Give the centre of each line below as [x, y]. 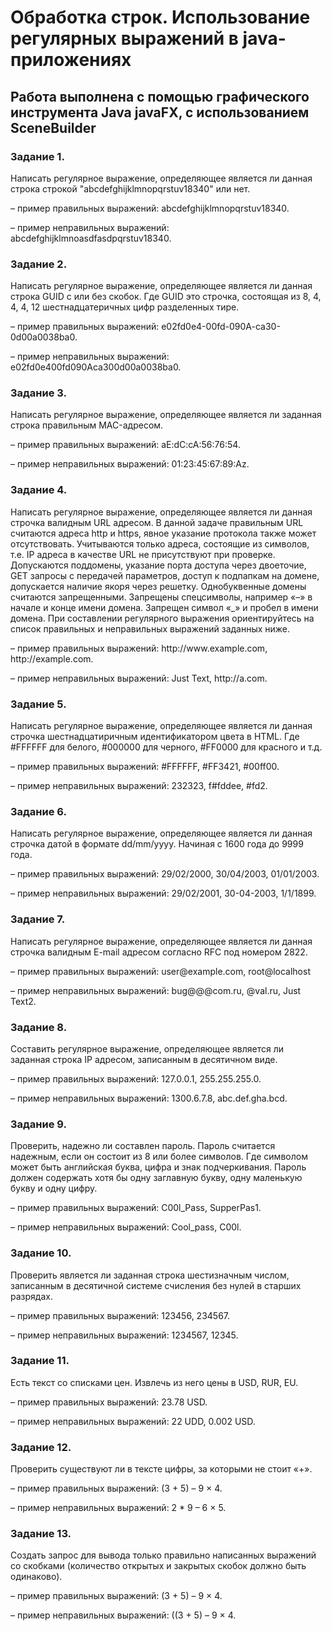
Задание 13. [41, 1534]
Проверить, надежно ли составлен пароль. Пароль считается [143, 1146]
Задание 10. [41, 1253]
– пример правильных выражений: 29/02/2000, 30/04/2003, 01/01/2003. [165, 874]
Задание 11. [40, 1361]
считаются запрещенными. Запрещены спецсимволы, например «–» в [161, 597]
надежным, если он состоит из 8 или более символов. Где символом [159, 1157]
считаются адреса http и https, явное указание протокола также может [163, 533]
